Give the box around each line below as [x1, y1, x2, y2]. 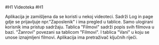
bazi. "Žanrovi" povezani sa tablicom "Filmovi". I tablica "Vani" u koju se [5, 29, 150, 35]
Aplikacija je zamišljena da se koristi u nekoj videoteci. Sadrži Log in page [5, 14, 153, 19]
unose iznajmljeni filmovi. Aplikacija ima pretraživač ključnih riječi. [5, 34, 138, 40]
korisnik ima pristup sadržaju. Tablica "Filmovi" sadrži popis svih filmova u [5, 24, 155, 30]
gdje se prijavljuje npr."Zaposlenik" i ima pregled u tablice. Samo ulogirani [5, 19, 153, 24]
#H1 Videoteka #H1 [5, 4, 44, 10]
